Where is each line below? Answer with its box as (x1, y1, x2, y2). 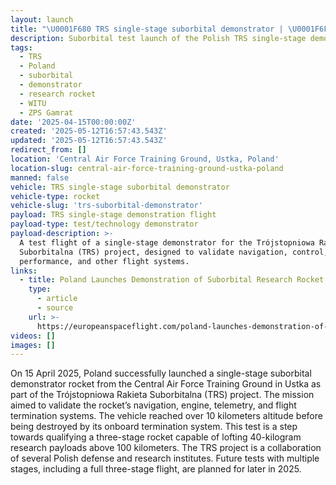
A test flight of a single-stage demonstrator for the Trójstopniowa (19, 237, 315, 248)
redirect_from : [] (10, 145, 87, 155)
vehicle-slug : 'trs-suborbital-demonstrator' (10, 201, 203, 211)
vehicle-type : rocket (10, 191, 101, 201)
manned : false (10, 172, 70, 183)
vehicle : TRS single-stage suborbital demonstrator (10, 182, 230, 192)
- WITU (19, 98, 47, 108)
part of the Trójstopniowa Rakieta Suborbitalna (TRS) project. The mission (10, 389, 315, 401)
